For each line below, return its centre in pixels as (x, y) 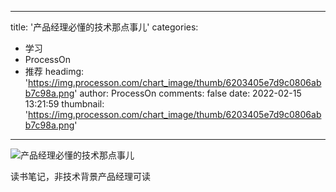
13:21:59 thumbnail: (64, 104)
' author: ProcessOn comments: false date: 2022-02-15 (188, 93)
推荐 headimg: (54, 71)
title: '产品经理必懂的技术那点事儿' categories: (104, 27)
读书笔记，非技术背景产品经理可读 (80, 176)
